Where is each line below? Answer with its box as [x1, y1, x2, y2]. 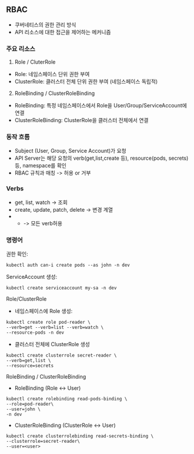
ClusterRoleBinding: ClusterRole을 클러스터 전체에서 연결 [14, 117, 149, 124]
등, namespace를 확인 [14, 162, 66, 169]
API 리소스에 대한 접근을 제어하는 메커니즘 [14, 28, 111, 35]
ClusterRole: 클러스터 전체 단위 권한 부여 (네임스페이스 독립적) [14, 78, 158, 85]
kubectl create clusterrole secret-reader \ [6, 353, 117, 358]
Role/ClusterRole [6, 295, 47, 302]
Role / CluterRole [14, 58, 56, 65]
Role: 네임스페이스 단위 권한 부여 [14, 71, 90, 78]
